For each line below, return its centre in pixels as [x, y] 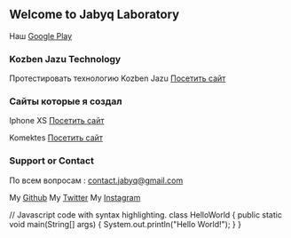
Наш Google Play [41, 36]
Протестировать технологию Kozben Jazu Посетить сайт [118, 78]
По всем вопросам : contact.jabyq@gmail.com [96, 180]
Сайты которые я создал [66, 101]
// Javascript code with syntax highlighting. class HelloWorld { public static [145, 214]
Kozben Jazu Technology [65, 59]
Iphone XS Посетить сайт [57, 121]
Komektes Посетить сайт [56, 138]
